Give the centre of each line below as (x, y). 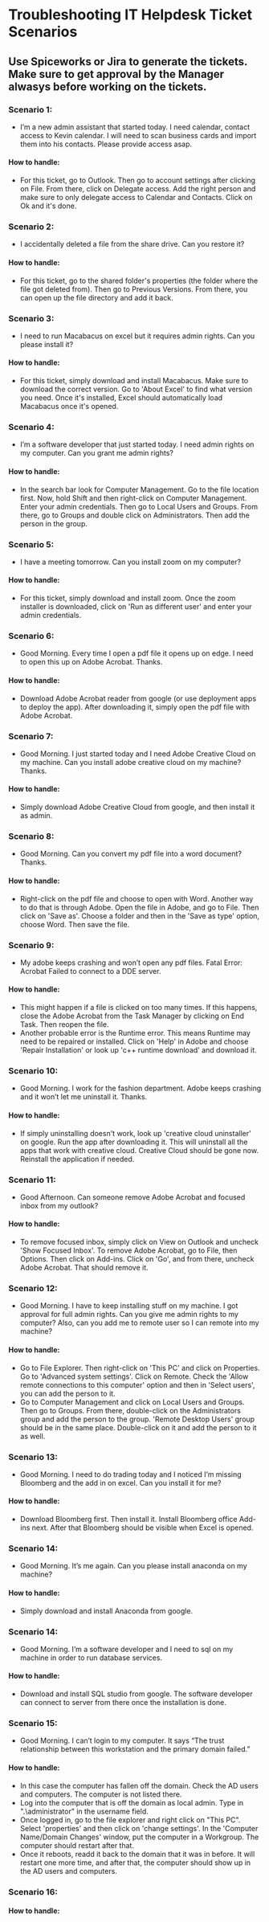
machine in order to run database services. (91, 1658)
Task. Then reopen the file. (65, 1024)
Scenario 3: (31, 318)
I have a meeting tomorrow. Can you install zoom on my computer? (130, 562)
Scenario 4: (31, 427)
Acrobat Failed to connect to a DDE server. (90, 971)
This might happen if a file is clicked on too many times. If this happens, (139, 1008)
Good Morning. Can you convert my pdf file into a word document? (131, 854)
